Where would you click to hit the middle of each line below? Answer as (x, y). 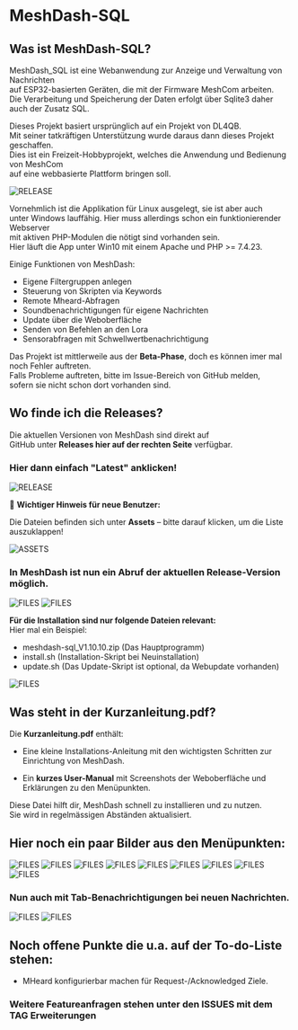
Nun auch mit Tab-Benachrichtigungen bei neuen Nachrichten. (149, 897)
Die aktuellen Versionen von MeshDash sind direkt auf (110, 435)
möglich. (29, 583)
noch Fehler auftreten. (50, 366)
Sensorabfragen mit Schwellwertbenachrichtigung (115, 339)
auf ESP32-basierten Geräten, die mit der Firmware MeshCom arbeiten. (142, 89)
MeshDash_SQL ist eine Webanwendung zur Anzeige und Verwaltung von (146, 70)
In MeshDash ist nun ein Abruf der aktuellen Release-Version (145, 573)
